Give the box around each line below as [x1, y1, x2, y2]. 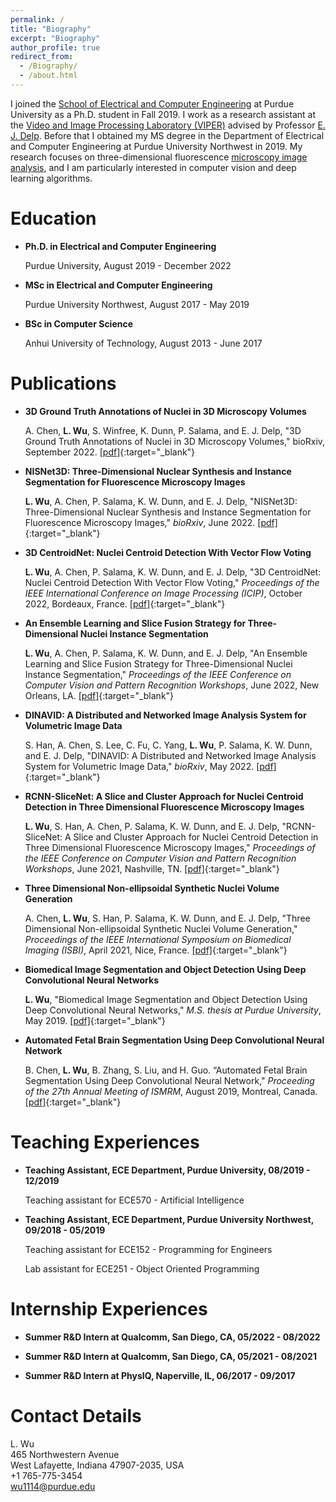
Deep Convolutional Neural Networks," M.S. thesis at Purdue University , [24, 1004, 322, 1016]
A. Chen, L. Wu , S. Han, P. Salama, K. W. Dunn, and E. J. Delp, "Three [24, 912, 311, 924]
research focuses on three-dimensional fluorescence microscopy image [10, 151, 308, 163]
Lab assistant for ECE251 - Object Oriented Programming [24, 1262, 260, 1275]
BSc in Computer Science [24, 317, 134, 330]
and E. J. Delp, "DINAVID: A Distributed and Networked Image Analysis [24, 749, 317, 761]
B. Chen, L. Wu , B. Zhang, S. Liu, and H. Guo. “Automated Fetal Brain [24, 1064, 308, 1076]
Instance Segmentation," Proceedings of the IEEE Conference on [24, 668, 292, 680]
